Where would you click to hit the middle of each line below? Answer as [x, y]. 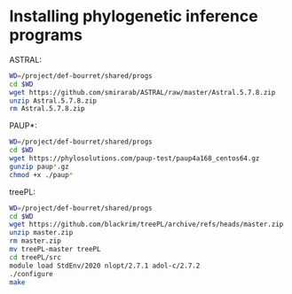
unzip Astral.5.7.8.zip [53, 101]
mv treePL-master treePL [55, 250]
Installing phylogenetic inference [134, 16]
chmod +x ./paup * [41, 174]
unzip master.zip [41, 233]
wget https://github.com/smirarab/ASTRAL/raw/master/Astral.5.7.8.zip [142, 92]
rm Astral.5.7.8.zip [47, 109]
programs [46, 35]
